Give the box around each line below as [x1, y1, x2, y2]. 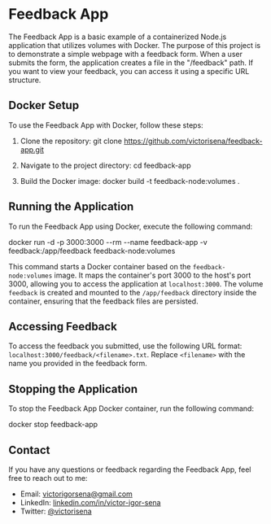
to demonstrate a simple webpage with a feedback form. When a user [8, 49, 243, 59]
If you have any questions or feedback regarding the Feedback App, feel [8, 465, 251, 474]
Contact [8, 443, 50, 456]
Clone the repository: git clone [20, 136, 122, 146]
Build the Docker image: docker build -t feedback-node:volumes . [20, 176, 240, 186]
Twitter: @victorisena [20, 506, 92, 516]
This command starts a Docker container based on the [8, 261, 191, 271]
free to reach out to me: [8, 474, 88, 483]
